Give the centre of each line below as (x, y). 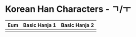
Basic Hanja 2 (77, 25)
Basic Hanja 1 (40, 25)
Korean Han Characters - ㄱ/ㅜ (68, 9)
